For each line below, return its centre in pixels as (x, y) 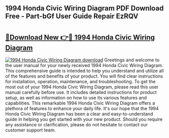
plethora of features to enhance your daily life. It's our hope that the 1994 (82, 108)
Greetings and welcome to (132, 60)
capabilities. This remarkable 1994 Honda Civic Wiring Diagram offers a (80, 103)
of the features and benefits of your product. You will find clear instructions (84, 76)
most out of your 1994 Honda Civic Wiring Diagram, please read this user (82, 87)
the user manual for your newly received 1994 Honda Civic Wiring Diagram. (84, 65)
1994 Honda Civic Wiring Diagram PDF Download (84, 8)
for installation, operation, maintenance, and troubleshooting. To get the (80, 81)
